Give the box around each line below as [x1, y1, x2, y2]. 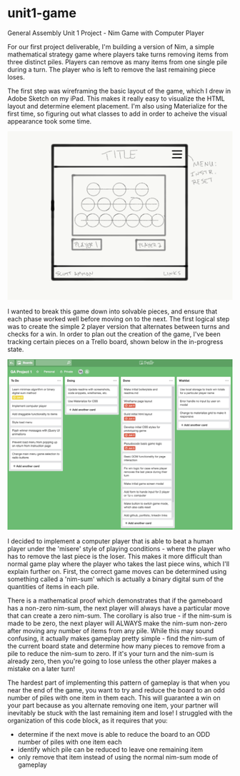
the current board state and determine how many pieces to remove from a [7, 642, 226, 650]
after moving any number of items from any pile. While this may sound [7, 627, 214, 635]
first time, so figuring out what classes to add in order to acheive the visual [7, 109, 227, 118]
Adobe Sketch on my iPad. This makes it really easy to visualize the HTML [7, 94, 225, 103]
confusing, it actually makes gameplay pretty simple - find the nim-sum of [7, 634, 225, 643]
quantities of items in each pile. [7, 583, 100, 591]
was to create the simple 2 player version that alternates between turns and [7, 322, 230, 331]
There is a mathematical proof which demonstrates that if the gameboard [7, 596, 223, 605]
